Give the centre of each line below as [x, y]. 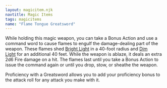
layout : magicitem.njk [29, 10]
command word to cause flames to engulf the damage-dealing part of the [82, 44]
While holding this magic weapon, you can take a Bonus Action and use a [81, 38]
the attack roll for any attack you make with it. [52, 80]
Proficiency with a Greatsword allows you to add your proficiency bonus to [83, 75]
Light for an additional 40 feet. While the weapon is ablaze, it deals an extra [84, 54]
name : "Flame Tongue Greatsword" [40, 24]
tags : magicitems [23, 19]
